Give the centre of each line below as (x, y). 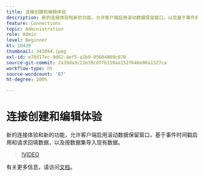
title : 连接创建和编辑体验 (36, 12)
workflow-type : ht (29, 68)
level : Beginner (27, 40)
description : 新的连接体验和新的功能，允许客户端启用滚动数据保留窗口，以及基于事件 (101, 18)
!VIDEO (30, 155)
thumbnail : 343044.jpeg (36, 52)
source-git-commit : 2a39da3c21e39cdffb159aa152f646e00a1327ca (87, 63)
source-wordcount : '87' (36, 74)
